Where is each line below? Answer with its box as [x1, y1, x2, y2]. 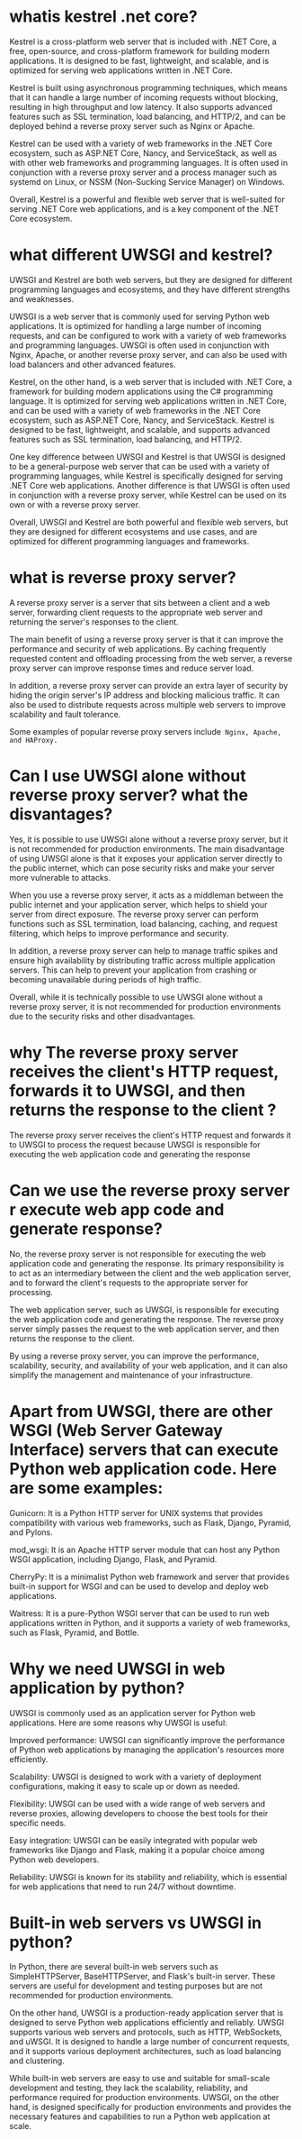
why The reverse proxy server [9, 1042, 239, 1063]
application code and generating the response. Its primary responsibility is [9, 1257, 285, 1268]
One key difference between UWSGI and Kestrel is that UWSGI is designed [9, 451, 286, 462]
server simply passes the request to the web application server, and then [9, 1323, 280, 1334]
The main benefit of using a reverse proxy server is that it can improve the [9, 634, 284, 644]
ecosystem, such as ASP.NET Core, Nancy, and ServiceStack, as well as [9, 147, 277, 159]
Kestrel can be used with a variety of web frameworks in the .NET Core [9, 138, 272, 149]
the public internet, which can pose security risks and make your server [9, 863, 276, 873]
